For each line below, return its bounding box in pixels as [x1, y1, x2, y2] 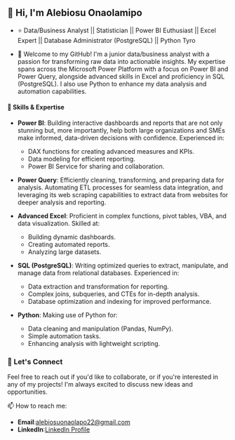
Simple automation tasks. [27, 332, 101, 340]
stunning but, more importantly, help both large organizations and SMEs [17, 126, 226, 135]
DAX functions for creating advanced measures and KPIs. [27, 147, 195, 156]
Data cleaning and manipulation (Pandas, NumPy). [27, 324, 174, 333]
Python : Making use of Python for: [17, 311, 118, 319]
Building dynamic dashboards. [27, 233, 116, 241]
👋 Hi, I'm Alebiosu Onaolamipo [7, 7, 142, 19]
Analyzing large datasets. [27, 248, 102, 256]
